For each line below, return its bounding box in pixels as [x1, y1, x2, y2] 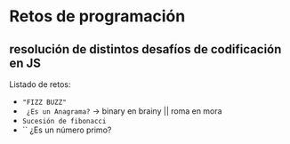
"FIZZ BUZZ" [21, 98, 67, 107]
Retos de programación [9, 6, 186, 27]
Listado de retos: [9, 79, 71, 90]
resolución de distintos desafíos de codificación [9, 42, 282, 57]
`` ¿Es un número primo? [21, 124, 112, 135]
